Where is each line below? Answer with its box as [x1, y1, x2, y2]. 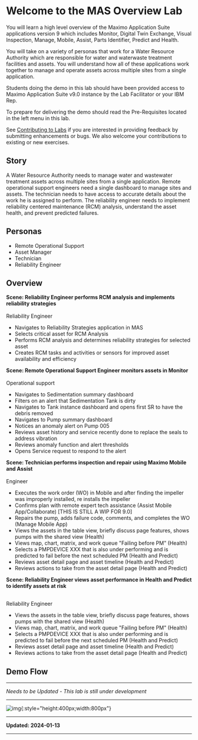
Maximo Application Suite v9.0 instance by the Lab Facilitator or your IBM [6, 91, 184, 98]
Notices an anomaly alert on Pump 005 [14, 422, 110, 429]
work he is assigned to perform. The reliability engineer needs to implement [6, 196, 190, 203]
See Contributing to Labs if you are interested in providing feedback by [6, 126, 179, 133]
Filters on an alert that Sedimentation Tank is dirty [14, 398, 136, 405]
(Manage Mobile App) [14, 521, 68, 528]
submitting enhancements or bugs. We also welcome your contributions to [6, 132, 187, 140]
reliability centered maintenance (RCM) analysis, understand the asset [6, 203, 177, 210]
